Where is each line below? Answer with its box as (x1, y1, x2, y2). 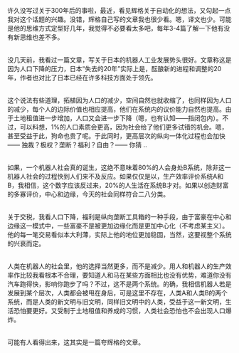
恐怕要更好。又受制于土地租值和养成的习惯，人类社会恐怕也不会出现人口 (13, 307, 225, 315)
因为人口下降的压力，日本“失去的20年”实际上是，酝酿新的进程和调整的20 (7, 65, 222, 73)
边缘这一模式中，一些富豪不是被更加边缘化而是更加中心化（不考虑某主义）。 (7, 221, 229, 230)
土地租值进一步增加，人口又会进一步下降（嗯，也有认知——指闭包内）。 (13, 114, 223, 122)
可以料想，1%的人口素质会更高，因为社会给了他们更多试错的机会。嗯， (19, 123, 228, 131)
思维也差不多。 (19, 33, 64, 41)
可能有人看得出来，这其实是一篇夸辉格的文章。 (7, 338, 144, 347)
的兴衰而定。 (7, 239, 45, 248)
